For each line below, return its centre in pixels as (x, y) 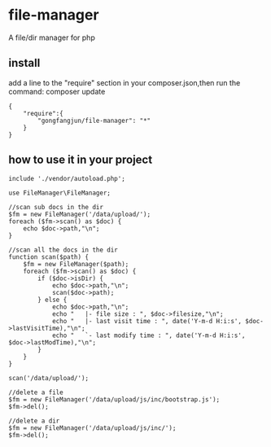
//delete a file (36, 392)
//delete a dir (34, 421)
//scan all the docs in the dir (63, 250)
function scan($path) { (49, 257)
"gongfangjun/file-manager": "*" (94, 121)
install (24, 63)
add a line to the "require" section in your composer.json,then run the (125, 82)
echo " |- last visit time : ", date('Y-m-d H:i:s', (147, 321)
